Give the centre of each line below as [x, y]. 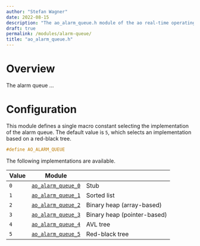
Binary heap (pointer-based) [126, 214]
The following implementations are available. [61, 161]
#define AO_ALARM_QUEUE [36, 150]
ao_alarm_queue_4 [56, 224]
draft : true [21, 28]
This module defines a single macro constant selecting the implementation [98, 126]
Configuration [42, 109]
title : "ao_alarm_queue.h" [40, 39]
